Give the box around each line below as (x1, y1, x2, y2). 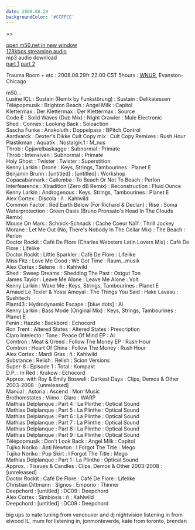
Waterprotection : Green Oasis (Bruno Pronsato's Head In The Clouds (6, 207, 174, 214)
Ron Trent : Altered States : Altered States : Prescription (6, 326, 141, 333)
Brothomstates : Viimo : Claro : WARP (6, 394, 96, 401)
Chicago (6, 77, 26, 85)
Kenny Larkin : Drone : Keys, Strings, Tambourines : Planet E (6, 163, 151, 170)
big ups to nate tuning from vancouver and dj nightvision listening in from (6, 511, 183, 518)
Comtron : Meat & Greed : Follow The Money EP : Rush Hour (6, 338, 151, 345)
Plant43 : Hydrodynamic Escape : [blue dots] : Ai (6, 300, 124, 307)
